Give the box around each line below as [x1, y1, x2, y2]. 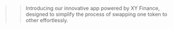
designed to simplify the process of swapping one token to [25, 11, 168, 18]
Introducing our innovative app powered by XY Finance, [25, 5, 160, 11]
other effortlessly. [25, 17, 68, 23]
